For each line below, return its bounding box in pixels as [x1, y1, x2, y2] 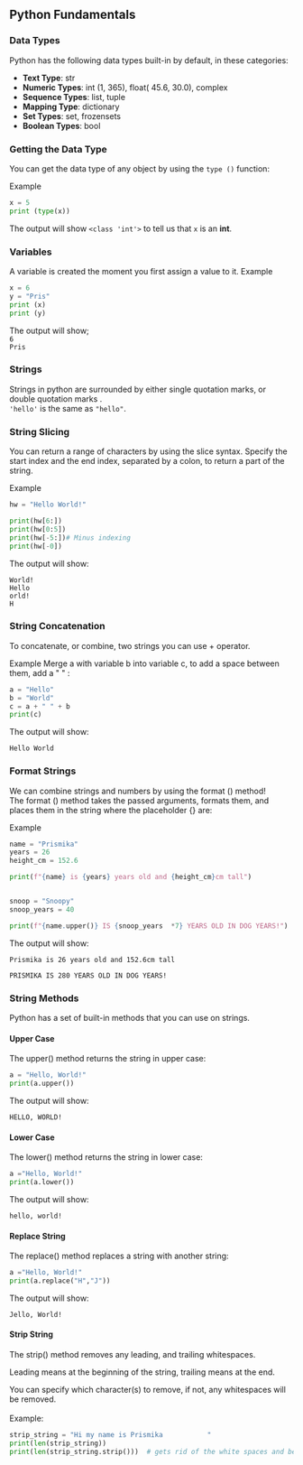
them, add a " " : [9, 667, 70, 678]
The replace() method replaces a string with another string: [9, 1250, 229, 1262]
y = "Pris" [9, 292, 50, 301]
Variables [9, 246, 52, 258]
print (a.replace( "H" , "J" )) [9, 1276, 111, 1285]
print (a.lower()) [9, 1178, 75, 1187]
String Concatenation [9, 620, 106, 633]
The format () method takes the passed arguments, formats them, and [9, 794, 270, 806]
